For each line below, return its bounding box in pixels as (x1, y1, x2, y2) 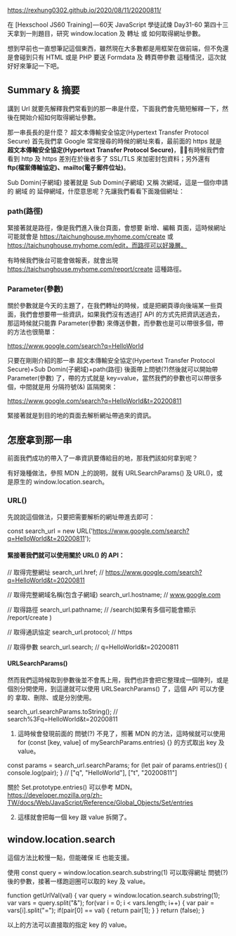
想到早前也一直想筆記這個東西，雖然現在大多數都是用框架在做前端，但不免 (7, 44, 223, 52)
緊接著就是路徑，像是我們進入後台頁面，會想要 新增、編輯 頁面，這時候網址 (7, 224, 226, 232)
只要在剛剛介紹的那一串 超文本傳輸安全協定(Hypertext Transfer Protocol (7, 357, 216, 365)
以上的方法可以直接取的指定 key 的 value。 (7, 921, 131, 929)
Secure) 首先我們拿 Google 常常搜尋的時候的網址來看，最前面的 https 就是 (7, 136, 223, 145)
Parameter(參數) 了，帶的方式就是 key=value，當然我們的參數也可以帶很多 (7, 374, 223, 383)
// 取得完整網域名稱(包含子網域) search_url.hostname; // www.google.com (7, 590, 221, 598)
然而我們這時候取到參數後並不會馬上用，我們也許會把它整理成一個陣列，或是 (7, 675, 229, 684)
